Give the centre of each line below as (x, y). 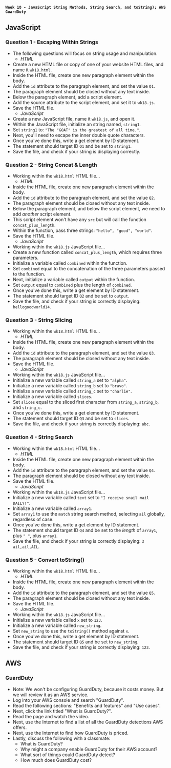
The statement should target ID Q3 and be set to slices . (71, 419)
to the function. (29, 274)
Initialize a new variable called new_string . (57, 625)
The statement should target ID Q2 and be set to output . (71, 296)
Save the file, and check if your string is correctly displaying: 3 (78, 541)
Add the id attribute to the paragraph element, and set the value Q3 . (84, 353)
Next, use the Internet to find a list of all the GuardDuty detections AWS (88, 722)
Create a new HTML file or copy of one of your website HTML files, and (88, 64)
